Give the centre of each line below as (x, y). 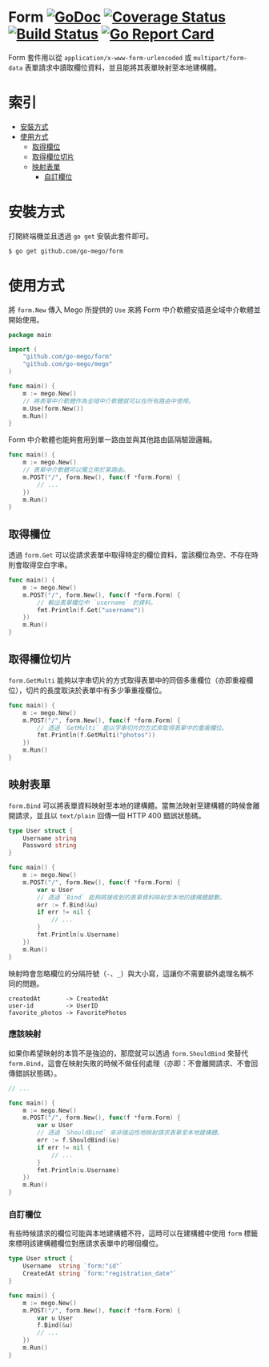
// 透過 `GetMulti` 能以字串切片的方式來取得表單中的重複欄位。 (132, 728)
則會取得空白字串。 (40, 565)
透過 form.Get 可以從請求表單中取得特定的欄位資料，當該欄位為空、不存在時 (133, 555)
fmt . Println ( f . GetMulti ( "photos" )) (96, 735)
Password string (50, 846)
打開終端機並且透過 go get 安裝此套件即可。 (81, 236)
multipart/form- (221, 58)
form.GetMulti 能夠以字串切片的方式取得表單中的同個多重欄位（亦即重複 (127, 680)
